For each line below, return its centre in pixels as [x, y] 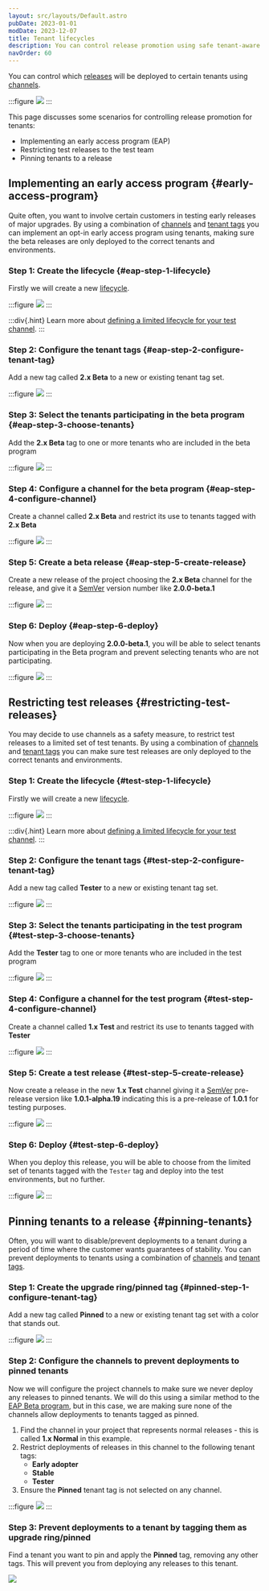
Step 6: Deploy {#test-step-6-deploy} [84, 1145]
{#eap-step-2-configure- [194, 350]
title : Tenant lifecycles [51, 38]
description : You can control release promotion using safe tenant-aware [134, 46]
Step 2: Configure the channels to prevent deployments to [124, 1361]
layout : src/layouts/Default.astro [68, 16]
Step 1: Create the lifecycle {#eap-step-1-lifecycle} [110, 271]
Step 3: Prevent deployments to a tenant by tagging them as [128, 1527]
